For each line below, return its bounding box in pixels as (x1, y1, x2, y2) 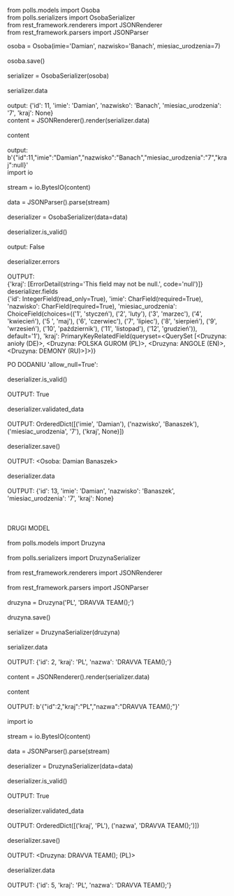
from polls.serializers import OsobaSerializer (7, 13, 136, 22)
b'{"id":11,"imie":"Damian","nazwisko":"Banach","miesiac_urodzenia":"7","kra (7, 153, 227, 162)
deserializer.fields (7, 287, 58, 295)
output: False (7, 243, 45, 251)
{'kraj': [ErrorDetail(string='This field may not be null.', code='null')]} (7, 280, 203, 288)
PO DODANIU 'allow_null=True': (7, 360, 98, 368)
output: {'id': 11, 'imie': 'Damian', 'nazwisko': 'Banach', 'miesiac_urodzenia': (7, 101, 222, 109)
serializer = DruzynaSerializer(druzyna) (7, 628, 120, 636)
